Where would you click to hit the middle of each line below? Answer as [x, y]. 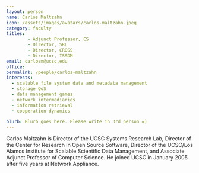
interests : [20, 78]
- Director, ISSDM [50, 56]
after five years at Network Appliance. [53, 164]
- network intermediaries [44, 100]
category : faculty [29, 28]
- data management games [42, 94]
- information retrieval [42, 105]
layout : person [25, 12]
